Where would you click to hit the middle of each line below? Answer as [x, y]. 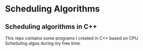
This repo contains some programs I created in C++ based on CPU [71, 38]
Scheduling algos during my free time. [43, 43]
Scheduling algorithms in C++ [51, 27]
